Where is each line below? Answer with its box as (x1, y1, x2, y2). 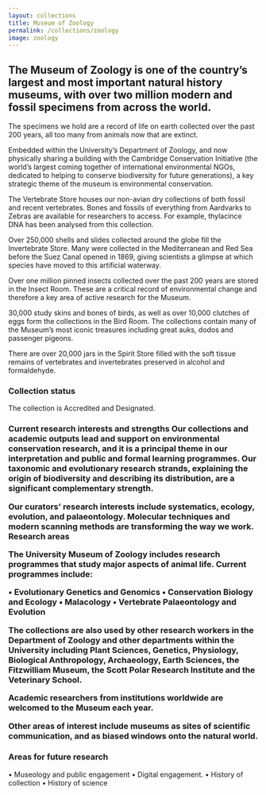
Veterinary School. (8, 674, 83, 685)
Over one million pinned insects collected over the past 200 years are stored (8, 276, 259, 286)
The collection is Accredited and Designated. (8, 403, 156, 413)
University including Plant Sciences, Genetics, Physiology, (8, 644, 239, 655)
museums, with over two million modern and (8, 88, 233, 102)
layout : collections (8, 11, 77, 20)
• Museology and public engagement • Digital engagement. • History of (8, 770, 244, 779)
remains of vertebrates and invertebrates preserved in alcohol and (8, 357, 225, 367)
